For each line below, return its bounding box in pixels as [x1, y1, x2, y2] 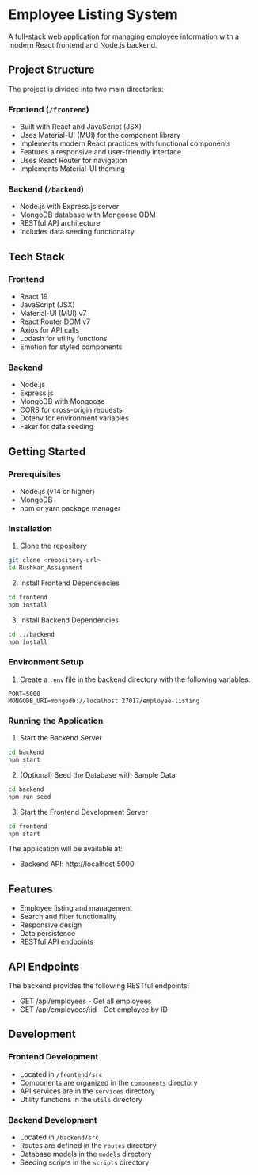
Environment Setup [8, 656, 85, 667]
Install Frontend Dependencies [19, 578, 120, 587]
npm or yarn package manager [19, 504, 121, 513]
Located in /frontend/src [19, 1069, 103, 1078]
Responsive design [19, 920, 82, 930]
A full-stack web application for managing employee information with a [8, 32, 240, 41]
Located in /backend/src [19, 1132, 99, 1142]
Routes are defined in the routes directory [19, 1141, 157, 1150]
